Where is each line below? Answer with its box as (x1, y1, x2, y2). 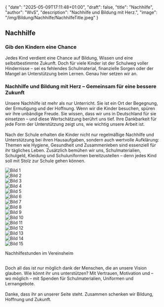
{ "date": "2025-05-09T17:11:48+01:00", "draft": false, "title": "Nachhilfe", (5, 4, 154, 10)
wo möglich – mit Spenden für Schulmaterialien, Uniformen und (5, 275, 134, 281)
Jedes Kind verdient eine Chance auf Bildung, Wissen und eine (5, 55, 133, 61)
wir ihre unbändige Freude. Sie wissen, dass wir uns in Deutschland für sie (5, 110, 157, 116)
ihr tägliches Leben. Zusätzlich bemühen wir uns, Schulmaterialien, (5, 147, 141, 153)
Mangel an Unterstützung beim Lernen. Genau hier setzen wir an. (5, 70, 138, 76)
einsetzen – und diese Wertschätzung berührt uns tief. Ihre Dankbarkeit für (5, 116, 157, 122)
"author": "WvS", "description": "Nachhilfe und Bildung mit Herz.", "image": (5, 9, 158, 15)
